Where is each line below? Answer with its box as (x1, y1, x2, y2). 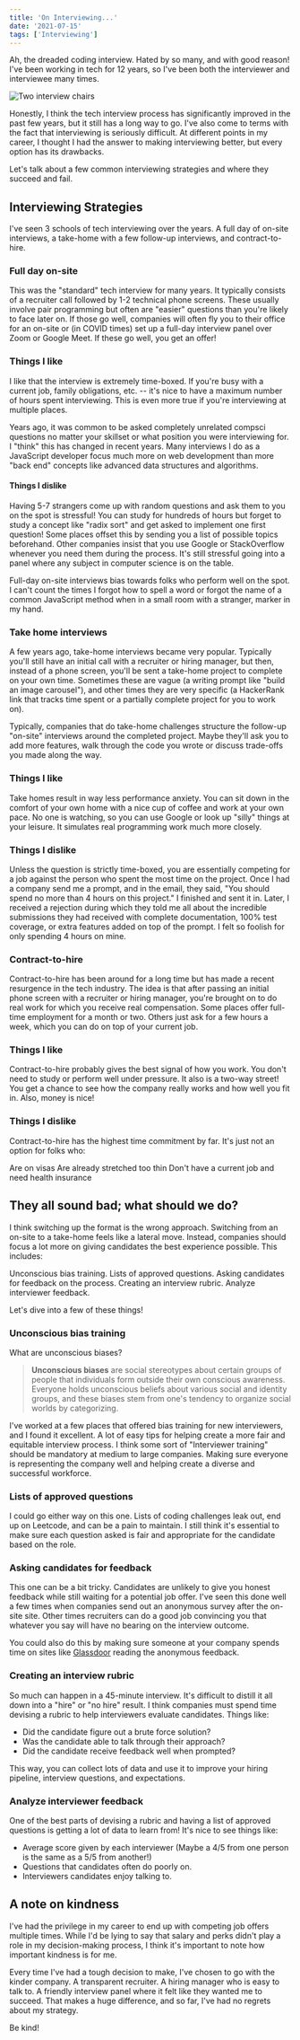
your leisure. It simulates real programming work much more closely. (9, 821, 262, 831)
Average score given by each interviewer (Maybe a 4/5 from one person (21, 1842, 289, 1853)
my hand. (9, 603, 44, 614)
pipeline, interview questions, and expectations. (9, 1772, 186, 1783)
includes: (9, 1250, 43, 1262)
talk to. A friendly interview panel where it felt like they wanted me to (9, 1985, 262, 1996)
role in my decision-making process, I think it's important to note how (9, 1939, 265, 1950)
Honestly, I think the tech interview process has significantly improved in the (9, 109, 291, 119)
